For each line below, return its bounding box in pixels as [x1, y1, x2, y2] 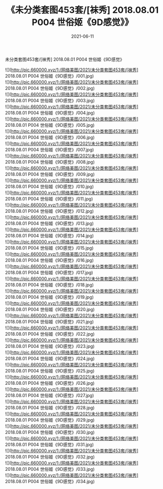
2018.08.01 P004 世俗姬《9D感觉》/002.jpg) [5, 85, 95, 91]
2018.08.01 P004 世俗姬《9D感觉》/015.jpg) [5, 245, 94, 251]
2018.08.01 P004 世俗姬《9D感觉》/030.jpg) [5, 429, 95, 435]
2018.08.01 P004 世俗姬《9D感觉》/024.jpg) [5, 355, 95, 361]
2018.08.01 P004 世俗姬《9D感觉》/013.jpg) [5, 220, 94, 226]
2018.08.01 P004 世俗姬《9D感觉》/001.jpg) [5, 73, 94, 79]
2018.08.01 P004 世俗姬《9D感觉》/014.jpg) [5, 232, 94, 238]
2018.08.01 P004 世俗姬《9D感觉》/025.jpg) [5, 368, 95, 374]
